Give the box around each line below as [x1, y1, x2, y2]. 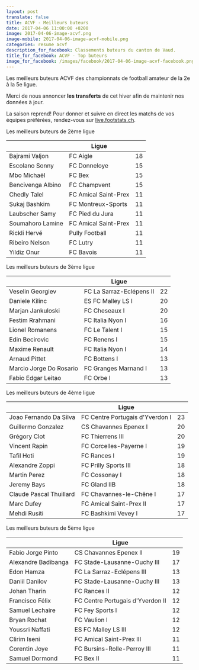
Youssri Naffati [9, 625, 50, 633]
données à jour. [6, 98, 44, 105]
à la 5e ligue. [6, 80, 37, 88]
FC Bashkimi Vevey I [81, 509, 138, 517]
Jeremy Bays [9, 480, 46, 488]
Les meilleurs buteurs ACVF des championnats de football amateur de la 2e [6, 75, 191, 82]
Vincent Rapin [9, 442, 49, 450]
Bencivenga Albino [9, 181, 62, 189]
